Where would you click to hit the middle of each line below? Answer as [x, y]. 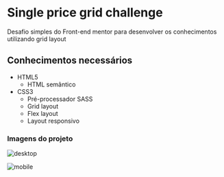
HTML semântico [51, 84]
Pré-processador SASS [60, 99]
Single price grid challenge [85, 13]
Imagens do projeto [40, 139]
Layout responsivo [53, 121]
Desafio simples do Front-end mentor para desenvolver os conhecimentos [112, 32]
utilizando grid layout [37, 38]
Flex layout [42, 113]
